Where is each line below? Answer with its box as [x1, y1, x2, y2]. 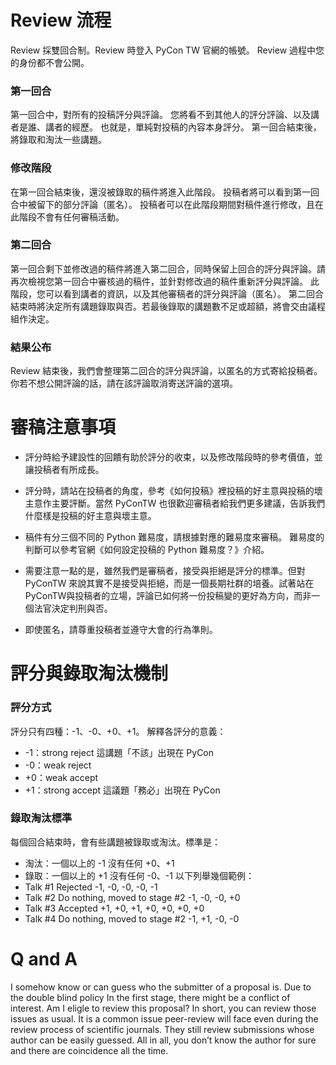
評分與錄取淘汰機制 [10, 662, 169, 685]
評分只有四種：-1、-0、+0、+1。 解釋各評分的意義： [10, 725, 227, 737]
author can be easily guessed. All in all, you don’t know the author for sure [10, 1034, 317, 1046]
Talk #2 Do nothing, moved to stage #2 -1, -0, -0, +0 [24, 891, 241, 903]
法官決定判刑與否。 [33, 602, 113, 615]
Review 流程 [10, 9, 112, 32]
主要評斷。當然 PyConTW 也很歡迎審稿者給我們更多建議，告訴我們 [51, 497, 326, 510]
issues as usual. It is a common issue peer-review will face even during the [10, 1012, 319, 1025]
